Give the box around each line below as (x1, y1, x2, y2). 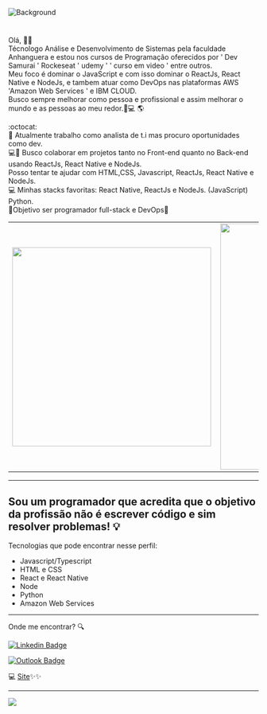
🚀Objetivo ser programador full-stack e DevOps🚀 (8, 205, 169, 215)
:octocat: (8, 122, 37, 131)
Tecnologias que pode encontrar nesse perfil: (8, 541, 157, 550)
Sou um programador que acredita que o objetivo (8, 494, 256, 509)
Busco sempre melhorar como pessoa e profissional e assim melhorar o (8, 95, 244, 104)
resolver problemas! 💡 (8, 520, 121, 533)
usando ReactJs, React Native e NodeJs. (8, 159, 142, 169)
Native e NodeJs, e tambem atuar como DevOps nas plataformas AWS (8, 78, 239, 88)
